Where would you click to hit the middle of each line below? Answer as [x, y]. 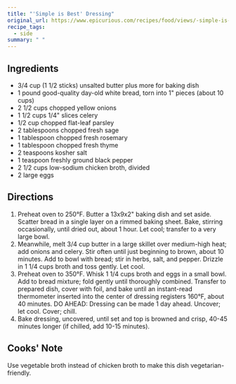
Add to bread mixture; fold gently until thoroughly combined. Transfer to [122, 281]
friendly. [19, 373]
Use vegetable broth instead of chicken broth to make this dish [98, 365]
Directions [31, 197]
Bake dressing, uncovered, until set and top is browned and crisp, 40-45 [123, 319]
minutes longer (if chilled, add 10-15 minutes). [83, 326]
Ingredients [33, 69]
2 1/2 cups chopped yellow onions [67, 108]
